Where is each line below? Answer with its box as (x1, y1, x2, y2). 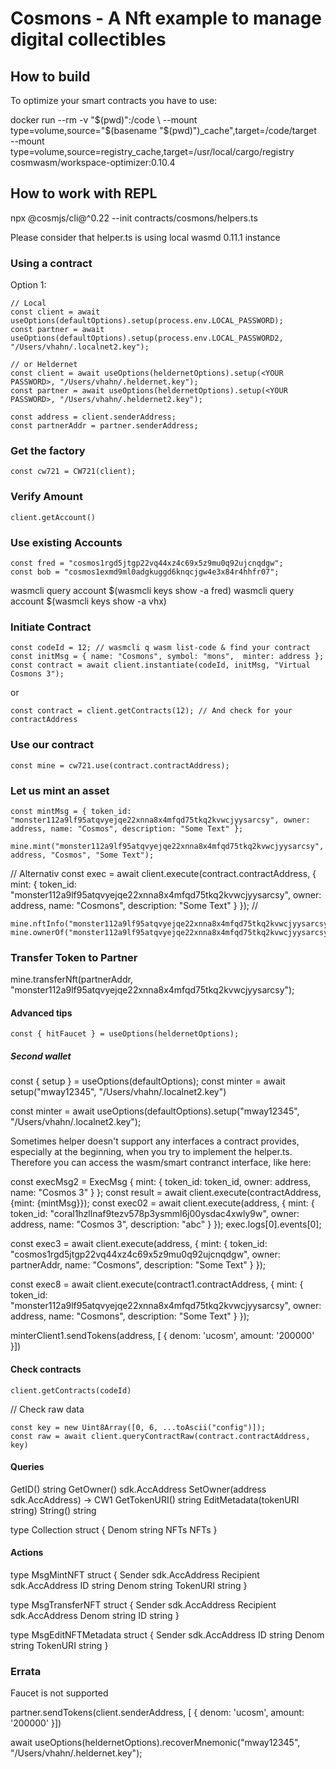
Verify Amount (10, 490, 83, 504)
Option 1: (10, 279, 47, 291)
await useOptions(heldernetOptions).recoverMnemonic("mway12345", (10, 1737, 301, 1749)
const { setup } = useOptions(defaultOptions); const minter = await (10, 1075, 286, 1087)
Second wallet (10, 1050, 72, 1062)
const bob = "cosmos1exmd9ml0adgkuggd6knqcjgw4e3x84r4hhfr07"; (10, 567, 280, 577)
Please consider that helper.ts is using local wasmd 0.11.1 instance (10, 231, 281, 243)
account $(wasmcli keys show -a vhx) (10, 595, 167, 607)
